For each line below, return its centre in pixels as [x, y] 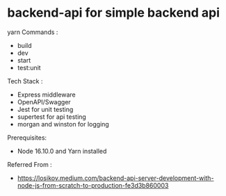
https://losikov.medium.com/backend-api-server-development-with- [115, 178]
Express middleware [46, 95]
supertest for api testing [52, 117]
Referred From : [30, 164]
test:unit [29, 67]
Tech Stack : [25, 81]
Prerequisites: [27, 138]
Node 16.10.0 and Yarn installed [62, 151]
